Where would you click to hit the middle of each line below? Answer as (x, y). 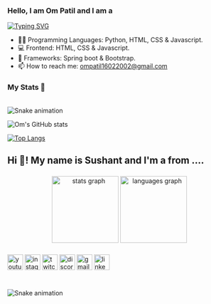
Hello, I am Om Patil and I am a (60, 11)
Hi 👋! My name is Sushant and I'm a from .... (106, 160)
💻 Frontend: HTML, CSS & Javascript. (74, 48)
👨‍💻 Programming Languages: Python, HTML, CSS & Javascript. (110, 40)
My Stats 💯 (27, 88)
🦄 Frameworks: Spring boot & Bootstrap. (77, 58)
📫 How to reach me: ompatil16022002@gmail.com (93, 66)
